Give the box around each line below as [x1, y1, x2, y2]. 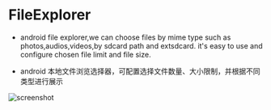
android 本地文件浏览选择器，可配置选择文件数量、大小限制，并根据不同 [19, 66, 260, 76]
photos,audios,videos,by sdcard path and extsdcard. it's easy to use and [19, 40, 263, 50]
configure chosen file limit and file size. [19, 49, 151, 59]
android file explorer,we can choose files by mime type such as [19, 32, 231, 42]
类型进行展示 [19, 76, 63, 86]
